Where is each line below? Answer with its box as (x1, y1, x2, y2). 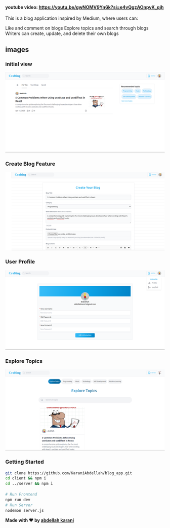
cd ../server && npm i (5, 481, 53, 486)
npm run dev (5, 497, 30, 502)
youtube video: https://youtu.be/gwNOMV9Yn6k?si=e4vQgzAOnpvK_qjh (5, 4, 164, 10)
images (5, 45, 29, 54)
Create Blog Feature (5, 160, 56, 167)
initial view (5, 60, 32, 67)
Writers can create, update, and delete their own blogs (5, 30, 119, 36)
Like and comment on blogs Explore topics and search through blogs (5, 25, 149, 31)
